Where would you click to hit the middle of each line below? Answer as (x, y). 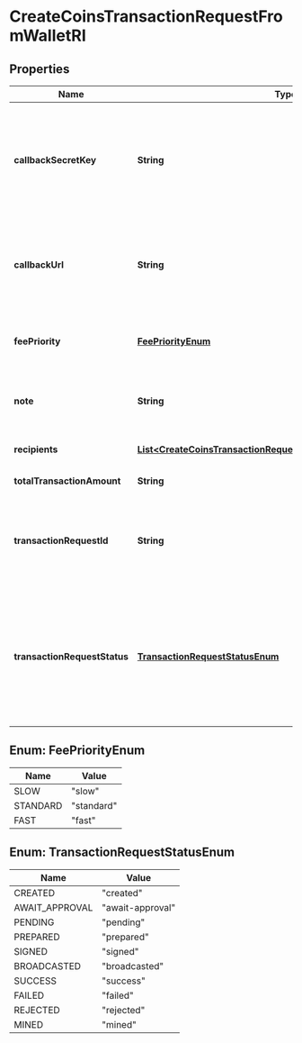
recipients (36, 449)
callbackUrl (39, 265)
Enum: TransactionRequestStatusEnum (122, 853)
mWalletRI (48, 36)
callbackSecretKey (55, 160)
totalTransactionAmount (67, 481)
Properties (40, 69)
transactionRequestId (61, 540)
